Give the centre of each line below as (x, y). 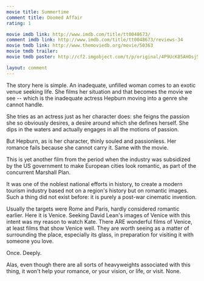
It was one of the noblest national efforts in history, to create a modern (94, 184)
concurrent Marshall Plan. (39, 172)
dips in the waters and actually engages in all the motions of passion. (93, 129)
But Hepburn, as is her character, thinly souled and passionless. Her (91, 141)
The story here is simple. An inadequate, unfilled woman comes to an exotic (101, 85)
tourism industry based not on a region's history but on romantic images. (97, 190)
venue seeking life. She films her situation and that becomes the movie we (99, 91)
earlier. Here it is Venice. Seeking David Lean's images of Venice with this (98, 215)
